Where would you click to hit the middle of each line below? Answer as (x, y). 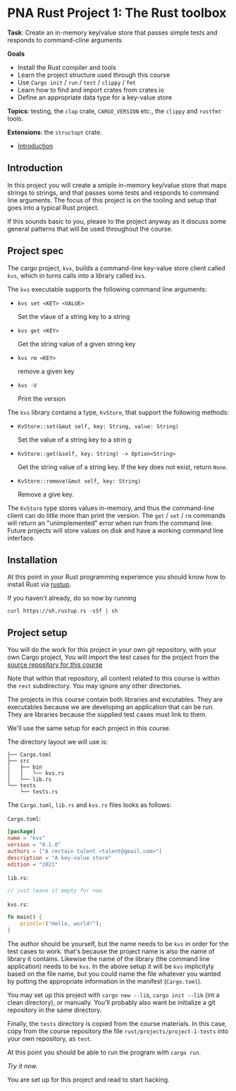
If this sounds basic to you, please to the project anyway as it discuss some (117, 221)
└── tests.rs (39, 792)
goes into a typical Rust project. (54, 207)
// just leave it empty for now (55, 891)
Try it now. (23, 1066)
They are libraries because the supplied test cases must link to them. (107, 715)
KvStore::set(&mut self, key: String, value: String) (98, 426)
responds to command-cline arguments (65, 40)
